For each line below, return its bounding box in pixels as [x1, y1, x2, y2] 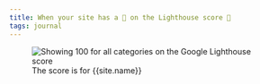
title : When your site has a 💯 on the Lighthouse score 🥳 [9, 13, 231, 22]
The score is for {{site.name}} [31, 64, 142, 76]
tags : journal [9, 21, 63, 30]
